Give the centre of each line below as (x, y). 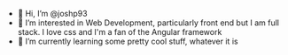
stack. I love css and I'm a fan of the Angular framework (120, 32)
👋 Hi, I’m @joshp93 (52, 14)
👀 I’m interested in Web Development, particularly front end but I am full (148, 23)
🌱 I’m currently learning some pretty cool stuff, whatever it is (128, 41)
